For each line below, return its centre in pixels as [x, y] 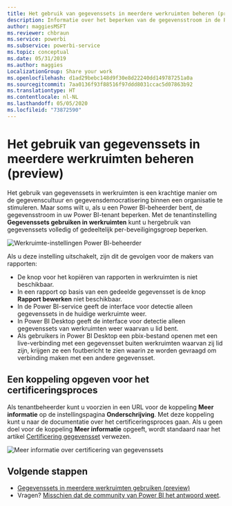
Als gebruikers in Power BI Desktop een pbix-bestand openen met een [117, 335]
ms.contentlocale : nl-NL [43, 97]
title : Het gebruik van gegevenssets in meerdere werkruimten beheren [111, 13]
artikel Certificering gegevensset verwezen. [69, 436]
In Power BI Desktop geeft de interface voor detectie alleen [101, 321]
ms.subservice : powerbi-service [54, 46]
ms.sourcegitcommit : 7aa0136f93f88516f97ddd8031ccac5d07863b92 [100, 84]
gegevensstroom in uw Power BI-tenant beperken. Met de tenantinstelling [112, 214]
